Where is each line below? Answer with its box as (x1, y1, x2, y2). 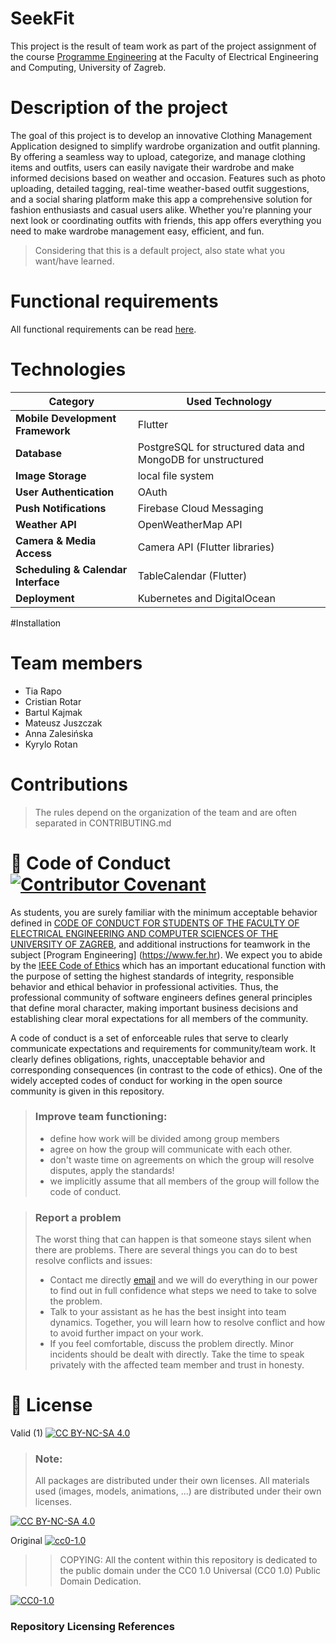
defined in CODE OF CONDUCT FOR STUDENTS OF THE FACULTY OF (10, 917, 300, 929)
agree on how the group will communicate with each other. (49, 1143, 293, 1155)
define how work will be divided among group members (49, 1132, 280, 1144)
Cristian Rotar (24, 695, 82, 707)
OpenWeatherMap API (137, 517, 243, 531)
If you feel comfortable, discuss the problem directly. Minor (49, 1338, 295, 1350)
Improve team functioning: (34, 1110, 168, 1124)
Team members (10, 652, 143, 674)
